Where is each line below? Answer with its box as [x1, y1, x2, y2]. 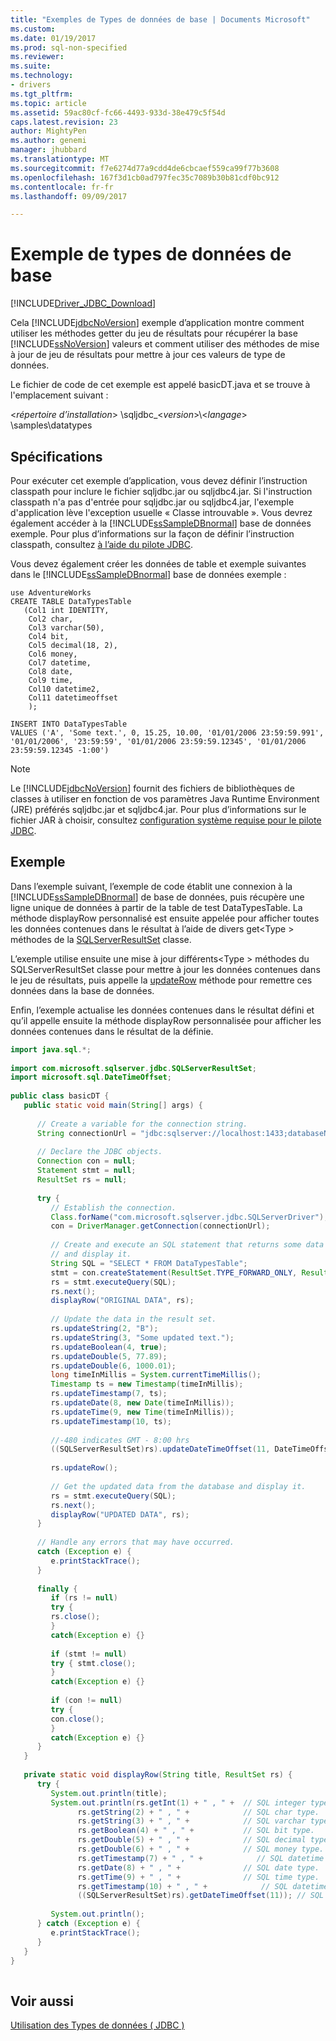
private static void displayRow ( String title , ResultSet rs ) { [23, 1770, 293, 1780]
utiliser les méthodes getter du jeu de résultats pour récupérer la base [10, 327, 298, 340]
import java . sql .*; [10, 1044, 92, 1055]
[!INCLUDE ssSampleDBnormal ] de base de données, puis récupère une [10, 891, 305, 903]
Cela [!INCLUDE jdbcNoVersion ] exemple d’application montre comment [10, 317, 305, 329]
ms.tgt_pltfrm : [10, 89, 74, 99]
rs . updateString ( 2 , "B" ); [50, 1324, 159, 1334]
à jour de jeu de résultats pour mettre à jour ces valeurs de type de [10, 349, 286, 361]
